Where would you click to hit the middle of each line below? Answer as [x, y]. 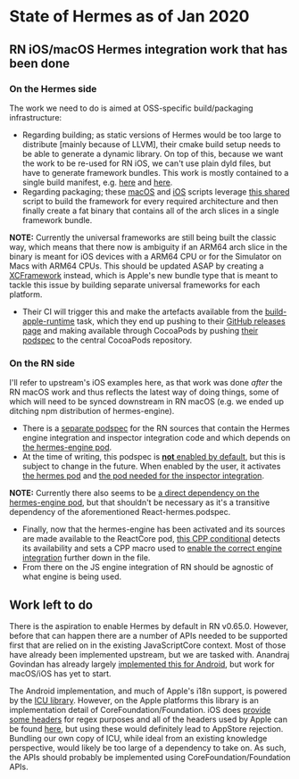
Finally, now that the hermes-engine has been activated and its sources [154, 529]
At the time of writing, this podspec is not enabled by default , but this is [154, 457]
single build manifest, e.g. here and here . [97, 182]
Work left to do [51, 605]
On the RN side [42, 363]
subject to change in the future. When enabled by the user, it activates [151, 467]
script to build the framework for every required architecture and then [150, 201]
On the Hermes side [53, 88]
